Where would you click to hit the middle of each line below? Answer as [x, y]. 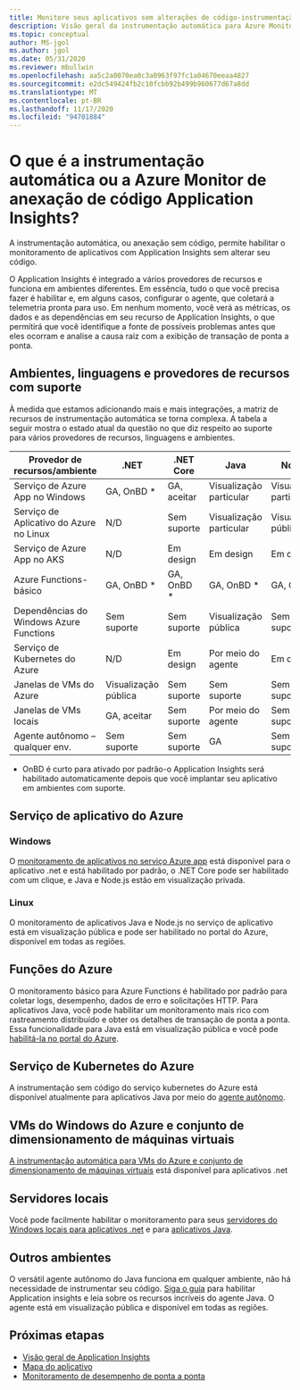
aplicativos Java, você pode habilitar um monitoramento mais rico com [139, 1010]
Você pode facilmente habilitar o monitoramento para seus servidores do [144, 1220]
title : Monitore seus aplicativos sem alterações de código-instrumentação [153, 17]
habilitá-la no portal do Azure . [64, 1038]
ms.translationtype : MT [54, 92]
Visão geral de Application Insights [86, 1357]
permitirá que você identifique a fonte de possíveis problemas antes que [142, 327]
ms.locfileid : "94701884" [57, 117]
